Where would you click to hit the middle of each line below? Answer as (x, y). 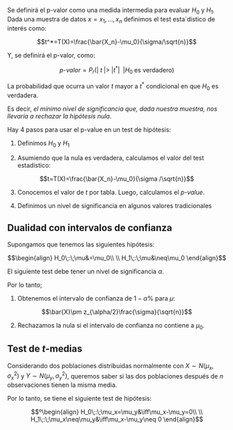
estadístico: (34, 166)
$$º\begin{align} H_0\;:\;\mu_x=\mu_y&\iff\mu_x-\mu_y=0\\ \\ (117, 412)
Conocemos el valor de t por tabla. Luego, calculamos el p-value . (111, 192)
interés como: (27, 28)
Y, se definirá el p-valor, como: (51, 55)
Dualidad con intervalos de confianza (90, 228)
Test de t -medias (45, 349)
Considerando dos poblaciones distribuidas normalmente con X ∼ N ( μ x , (111, 366)
